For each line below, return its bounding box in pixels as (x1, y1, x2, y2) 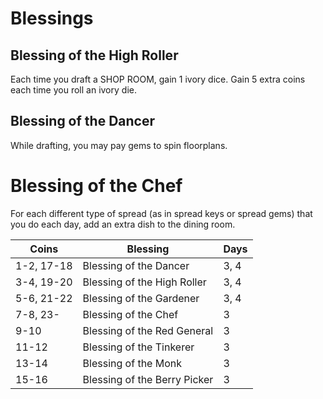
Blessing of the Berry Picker (82, 372, 214, 386)
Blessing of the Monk (82, 356, 183, 370)
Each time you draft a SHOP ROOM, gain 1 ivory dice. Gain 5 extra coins (10, 73, 306, 85)
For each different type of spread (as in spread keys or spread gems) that (10, 207, 313, 219)
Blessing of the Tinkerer (82, 340, 195, 354)
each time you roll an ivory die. (10, 84, 137, 96)
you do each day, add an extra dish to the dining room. (10, 218, 236, 230)
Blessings (10, 7, 94, 30)
